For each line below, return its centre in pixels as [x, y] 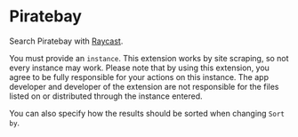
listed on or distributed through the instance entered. [106, 96]
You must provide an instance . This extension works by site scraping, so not [149, 58]
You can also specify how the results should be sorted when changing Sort [147, 113]
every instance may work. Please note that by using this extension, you [139, 68]
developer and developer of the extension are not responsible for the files [144, 86]
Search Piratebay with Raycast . [66, 41]
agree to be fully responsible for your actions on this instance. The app [139, 77]
